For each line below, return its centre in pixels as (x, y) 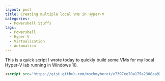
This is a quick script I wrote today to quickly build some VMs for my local (80, 60)
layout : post (18, 10)
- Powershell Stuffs (30, 23)
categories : (17, 19)
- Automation (23, 46)
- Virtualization (27, 41)
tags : (11, 28)
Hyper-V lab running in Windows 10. (41, 65)
